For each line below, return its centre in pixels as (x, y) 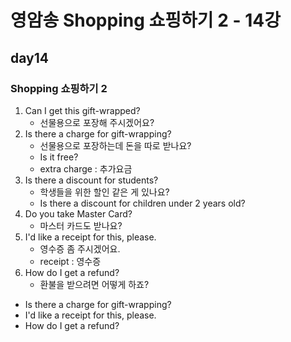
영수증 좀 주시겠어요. (80, 248)
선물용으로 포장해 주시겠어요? (97, 122)
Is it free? (59, 157)
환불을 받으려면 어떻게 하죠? (94, 284)
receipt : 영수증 (70, 261)
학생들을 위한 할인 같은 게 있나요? (104, 192)
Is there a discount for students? (91, 180)
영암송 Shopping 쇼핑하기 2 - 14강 (145, 20)
